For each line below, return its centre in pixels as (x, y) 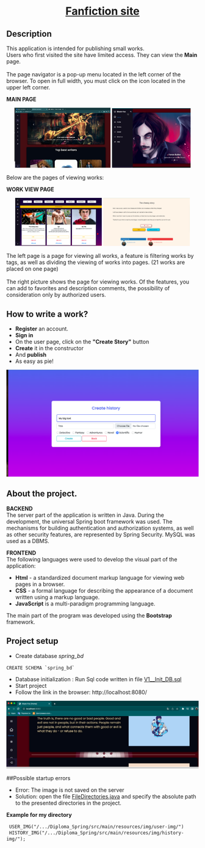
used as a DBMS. (28, 541)
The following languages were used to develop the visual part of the (92, 559)
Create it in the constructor (49, 348)
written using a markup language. (57, 597)
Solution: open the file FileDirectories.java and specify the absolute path (106, 797)
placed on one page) (33, 269)
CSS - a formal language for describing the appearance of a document (104, 590)
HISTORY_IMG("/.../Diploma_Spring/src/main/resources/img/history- (96, 833)
